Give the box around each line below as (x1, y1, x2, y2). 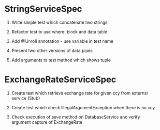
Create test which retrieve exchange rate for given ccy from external (11, 90, 148, 96)
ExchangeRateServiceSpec (4, 74, 116, 85)
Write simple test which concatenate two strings (11, 19, 108, 25)
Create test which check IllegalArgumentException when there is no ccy (11, 104, 155, 110)
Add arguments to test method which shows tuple (11, 57, 111, 63)
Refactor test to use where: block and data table (11, 29, 107, 34)
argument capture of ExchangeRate (11, 119, 83, 125)
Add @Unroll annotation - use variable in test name (11, 38, 114, 44)
